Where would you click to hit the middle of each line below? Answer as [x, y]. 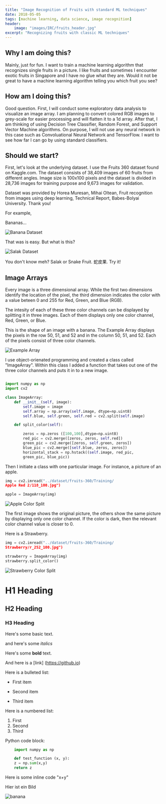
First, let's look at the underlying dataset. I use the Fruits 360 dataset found [82, 167]
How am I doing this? [38, 97]
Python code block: [25, 740]
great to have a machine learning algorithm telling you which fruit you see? [81, 80]
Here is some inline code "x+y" [37, 777]
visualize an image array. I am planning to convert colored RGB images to [80, 113]
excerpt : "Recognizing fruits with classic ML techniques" [67, 33]
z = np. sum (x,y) [31, 763]
